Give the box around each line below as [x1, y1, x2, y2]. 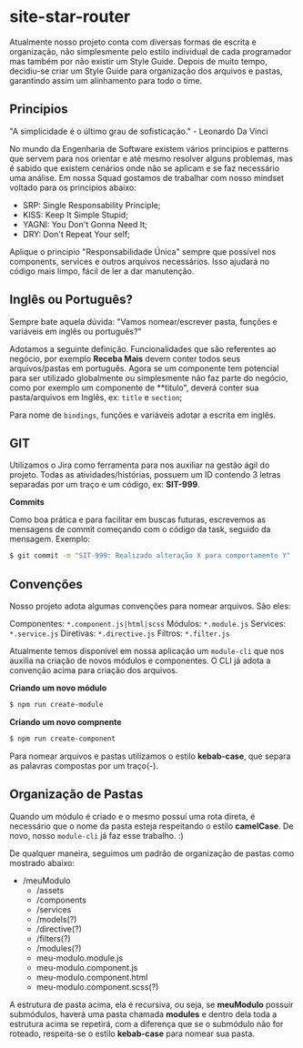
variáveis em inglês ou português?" [9, 326, 143, 337]
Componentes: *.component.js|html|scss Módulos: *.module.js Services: [9, 619, 287, 630]
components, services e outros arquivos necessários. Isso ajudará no [9, 256, 270, 267]
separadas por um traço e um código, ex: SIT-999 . [9, 479, 200, 490]
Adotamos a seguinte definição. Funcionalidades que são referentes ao [9, 343, 277, 354]
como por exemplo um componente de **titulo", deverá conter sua [9, 382, 259, 393]
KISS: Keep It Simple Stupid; [22, 209, 129, 220]
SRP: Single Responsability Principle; [22, 199, 161, 210]
